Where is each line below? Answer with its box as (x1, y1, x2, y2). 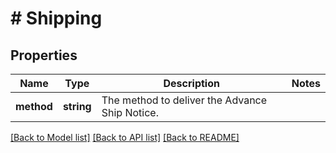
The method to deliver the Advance (101, 93, 268, 107)
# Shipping (10, 7, 103, 30)
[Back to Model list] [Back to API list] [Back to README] (10, 132, 240, 143)
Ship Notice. (101, 106, 159, 119)
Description (163, 77, 220, 90)
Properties (10, 47, 78, 64)
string (62, 100, 92, 113)
